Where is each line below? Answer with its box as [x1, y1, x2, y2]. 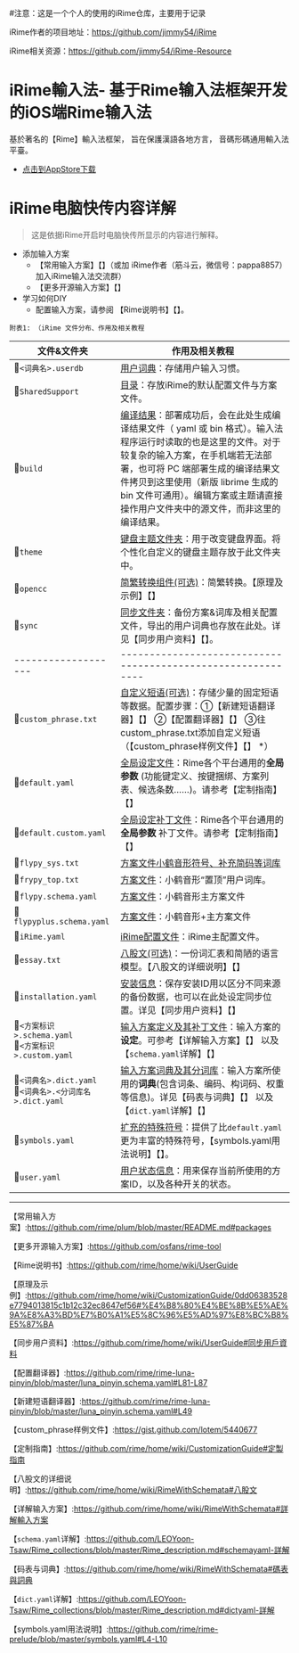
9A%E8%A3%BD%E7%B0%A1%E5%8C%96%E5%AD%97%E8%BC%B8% [9, 1309, 289, 1320]
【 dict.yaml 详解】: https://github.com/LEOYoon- [9, 1593, 187, 1604]
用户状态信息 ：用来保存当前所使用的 [119, 1164, 272, 1177]
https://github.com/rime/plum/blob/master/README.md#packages [27, 1221, 271, 1232]
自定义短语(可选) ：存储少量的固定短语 [119, 686, 279, 698]
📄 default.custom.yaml [13, 826, 107, 838]
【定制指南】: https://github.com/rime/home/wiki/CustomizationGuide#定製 [9, 1443, 284, 1453]
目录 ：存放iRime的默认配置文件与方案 [119, 378, 278, 391]
